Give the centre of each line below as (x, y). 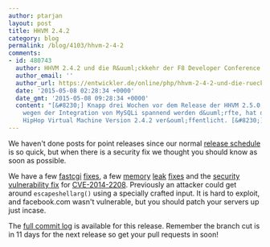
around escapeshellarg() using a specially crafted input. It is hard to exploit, (134, 193)
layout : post (30, 23)
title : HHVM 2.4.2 (39, 31)
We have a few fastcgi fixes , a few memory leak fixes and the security (124, 176)
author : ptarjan (35, 16)
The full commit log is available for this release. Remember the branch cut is (134, 225)
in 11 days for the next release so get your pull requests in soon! (113, 234)
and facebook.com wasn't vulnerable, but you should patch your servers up (134, 201)
